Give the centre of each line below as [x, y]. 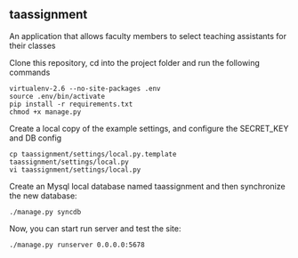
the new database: [43, 196]
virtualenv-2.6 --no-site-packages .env [85, 88]
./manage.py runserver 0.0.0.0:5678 [77, 245]
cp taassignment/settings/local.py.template [93, 154]
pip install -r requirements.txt [71, 104]
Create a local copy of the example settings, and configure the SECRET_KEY [149, 128]
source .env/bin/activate [57, 96]
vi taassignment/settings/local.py [75, 169]
